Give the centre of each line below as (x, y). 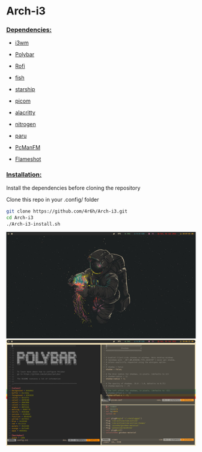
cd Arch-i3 (20, 217)
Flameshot (28, 159)
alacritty (25, 113)
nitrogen (25, 124)
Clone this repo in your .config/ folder (53, 199)
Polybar (25, 55)
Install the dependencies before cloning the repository (73, 188)
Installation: (24, 175)
